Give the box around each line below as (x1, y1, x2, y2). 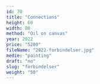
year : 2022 (6, 36, 33, 42)
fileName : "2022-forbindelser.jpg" (6, 47, 95, 53)
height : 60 (6, 20, 33, 25)
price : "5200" (6, 42, 42, 48)
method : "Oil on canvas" (6, 31, 68, 37)
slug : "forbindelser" (6, 63, 60, 70)
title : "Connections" (6, 14, 60, 20)
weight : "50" (6, 69, 39, 75)
